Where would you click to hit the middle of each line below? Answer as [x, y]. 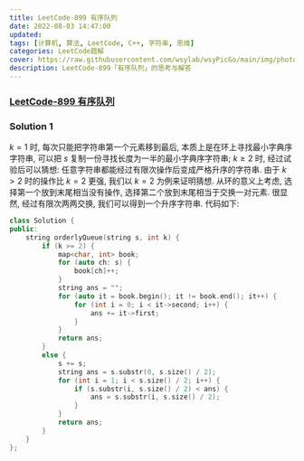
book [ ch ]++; [96, 271]
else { [54, 355]
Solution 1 [31, 126]
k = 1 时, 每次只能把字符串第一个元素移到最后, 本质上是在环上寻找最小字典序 [151, 147]
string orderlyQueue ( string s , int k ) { [103, 237]
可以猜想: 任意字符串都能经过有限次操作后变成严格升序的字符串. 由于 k [156, 170]
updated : [26, 34]
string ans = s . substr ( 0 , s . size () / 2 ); [137, 372]
